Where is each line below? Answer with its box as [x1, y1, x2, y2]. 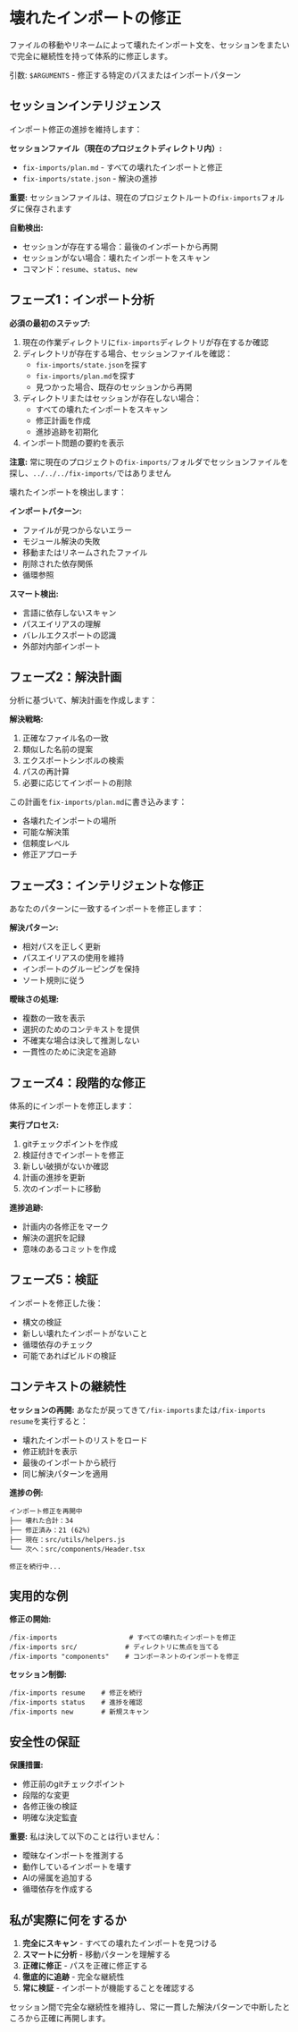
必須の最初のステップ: [9, 317, 91, 328]
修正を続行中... [9, 1562, 62, 1571]
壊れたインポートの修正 [9, 8, 182, 29]
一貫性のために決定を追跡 [21, 1046, 117, 1057]
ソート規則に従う [21, 975, 86, 986]
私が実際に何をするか [9, 1912, 127, 1927]
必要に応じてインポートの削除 [21, 777, 132, 788]
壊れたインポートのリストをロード [21, 1435, 148, 1445]
